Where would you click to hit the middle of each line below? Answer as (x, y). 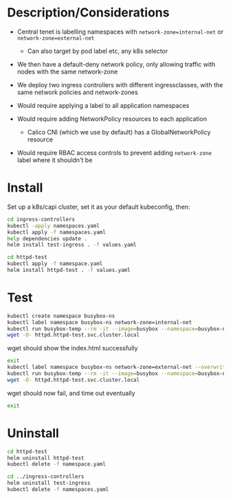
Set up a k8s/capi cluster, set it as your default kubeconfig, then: (99, 207)
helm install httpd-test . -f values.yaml (69, 270)
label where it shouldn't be (55, 160)
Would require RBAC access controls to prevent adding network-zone (114, 152)
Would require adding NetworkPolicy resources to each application (112, 119)
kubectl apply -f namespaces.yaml (57, 232)
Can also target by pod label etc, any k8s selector (98, 51)
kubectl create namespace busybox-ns (61, 316)
